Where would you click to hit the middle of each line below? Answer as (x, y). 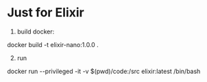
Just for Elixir (46, 13)
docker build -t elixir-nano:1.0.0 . (53, 44)
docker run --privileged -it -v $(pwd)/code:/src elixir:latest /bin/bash (104, 71)
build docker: (36, 31)
